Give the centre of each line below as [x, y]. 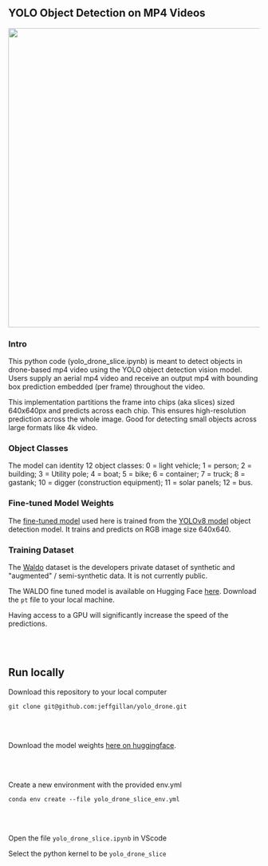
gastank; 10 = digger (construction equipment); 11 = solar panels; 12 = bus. [131, 483]
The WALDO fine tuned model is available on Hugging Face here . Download [132, 591]
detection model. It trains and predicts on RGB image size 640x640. [120, 529]
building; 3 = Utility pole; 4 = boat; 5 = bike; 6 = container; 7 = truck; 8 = [127, 474]
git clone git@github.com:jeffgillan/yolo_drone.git [98, 706]
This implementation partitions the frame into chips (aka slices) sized [122, 402]
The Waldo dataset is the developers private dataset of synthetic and [122, 567]
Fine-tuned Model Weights [61, 504]
